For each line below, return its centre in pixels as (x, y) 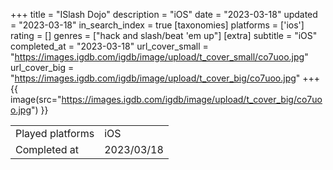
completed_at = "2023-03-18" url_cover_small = (109, 46)
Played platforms (55, 133)
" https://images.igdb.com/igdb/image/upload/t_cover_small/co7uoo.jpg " (159, 57)
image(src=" (36, 99)
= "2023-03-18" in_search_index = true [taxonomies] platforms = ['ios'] (157, 25)
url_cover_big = (42, 67)
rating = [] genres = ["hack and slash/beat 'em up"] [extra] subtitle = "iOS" (164, 35)
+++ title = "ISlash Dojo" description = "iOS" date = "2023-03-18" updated (164, 14)
